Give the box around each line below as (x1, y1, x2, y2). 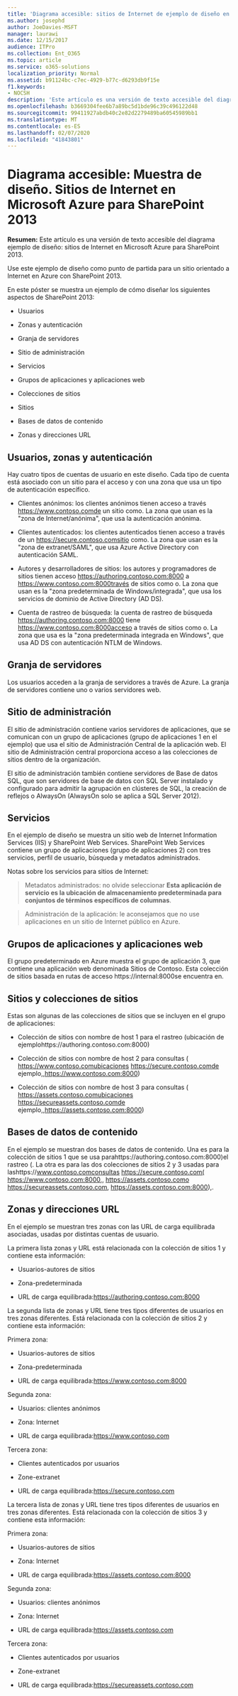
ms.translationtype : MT (7, 116, 78, 123)
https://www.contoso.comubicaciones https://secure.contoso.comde (17, 1062, 220, 1070)
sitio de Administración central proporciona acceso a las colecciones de (7, 747, 218, 756)
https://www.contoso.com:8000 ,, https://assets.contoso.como (7, 1175, 190, 1184)
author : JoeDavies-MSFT (7, 23, 78, 31)
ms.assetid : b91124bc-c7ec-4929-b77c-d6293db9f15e (7, 76, 160, 84)
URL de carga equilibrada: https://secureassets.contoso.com (17, 1680, 193, 1689)
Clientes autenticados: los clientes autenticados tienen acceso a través (17, 528, 225, 536)
